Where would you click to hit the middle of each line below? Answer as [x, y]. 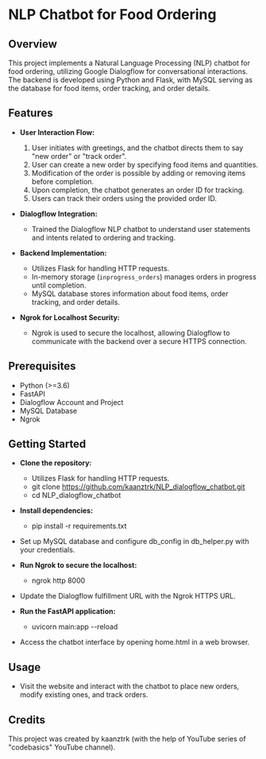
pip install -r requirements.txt [79, 526]
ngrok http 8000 [58, 580]
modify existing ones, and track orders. [84, 695]
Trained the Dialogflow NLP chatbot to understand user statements [141, 229]
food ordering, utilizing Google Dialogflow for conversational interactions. [128, 71]
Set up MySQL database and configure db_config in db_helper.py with [134, 541]
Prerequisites [42, 366]
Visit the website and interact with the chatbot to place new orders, [129, 686]
